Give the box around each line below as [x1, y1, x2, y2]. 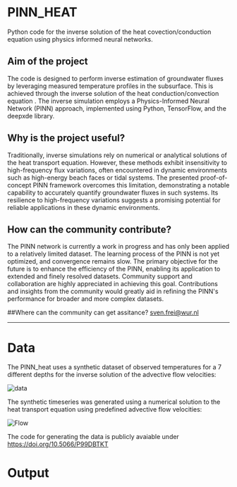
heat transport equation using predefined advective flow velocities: [7, 405, 202, 414]
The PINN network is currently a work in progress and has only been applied [7, 242, 230, 251]
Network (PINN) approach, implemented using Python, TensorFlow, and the [7, 104, 227, 113]
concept [7, 180, 32, 189]
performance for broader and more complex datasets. [7, 295, 164, 303]
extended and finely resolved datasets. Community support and [7, 272, 193, 281]
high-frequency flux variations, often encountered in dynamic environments [7, 166, 228, 174]
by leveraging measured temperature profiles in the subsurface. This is [7, 82, 214, 90]
